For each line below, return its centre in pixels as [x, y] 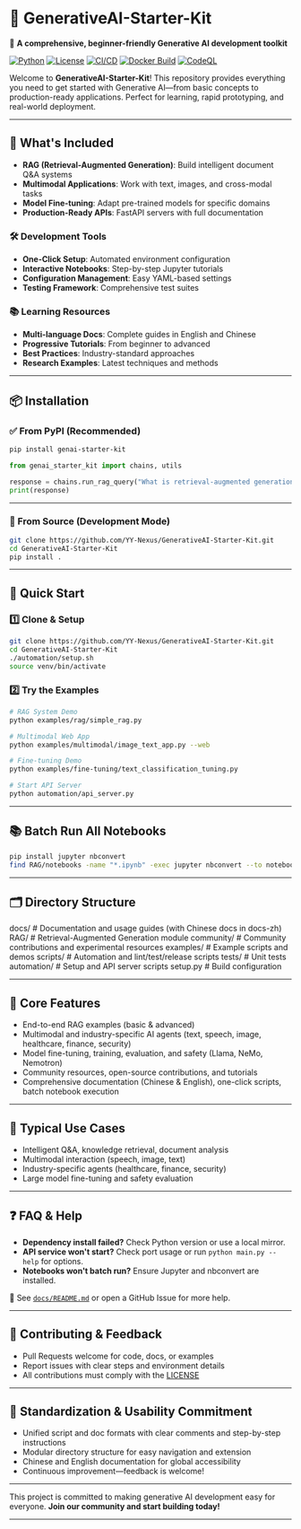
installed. [39, 1280]
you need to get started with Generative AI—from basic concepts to [134, 87]
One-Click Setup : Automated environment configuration [126, 259]
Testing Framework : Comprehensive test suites [111, 288]
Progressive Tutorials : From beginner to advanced [116, 344]
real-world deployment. [53, 106]
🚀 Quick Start [47, 593]
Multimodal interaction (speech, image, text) [104, 1159]
